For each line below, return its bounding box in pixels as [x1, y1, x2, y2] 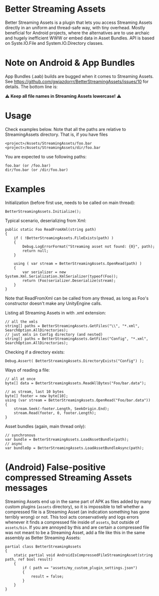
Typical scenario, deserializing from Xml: [5, 218, 86, 223]
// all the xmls [5, 319, 38, 324]
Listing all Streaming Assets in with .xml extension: [5, 310, 106, 316]
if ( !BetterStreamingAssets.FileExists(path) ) [14, 235, 114, 241]
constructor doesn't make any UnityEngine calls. [5, 300, 102, 306]
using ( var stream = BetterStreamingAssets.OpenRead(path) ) [14, 261, 142, 266]
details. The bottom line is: [5, 84, 58, 90]
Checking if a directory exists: [5, 349, 65, 355]
